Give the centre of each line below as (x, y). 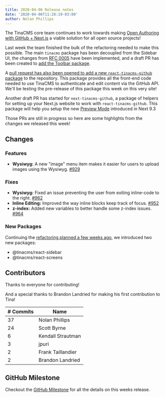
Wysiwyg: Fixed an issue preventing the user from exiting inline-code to (86, 193)
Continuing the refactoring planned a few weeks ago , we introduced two (79, 237)
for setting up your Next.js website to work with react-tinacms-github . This (81, 104)
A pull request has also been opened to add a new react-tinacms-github (79, 73)
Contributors (25, 273)
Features (16, 153)
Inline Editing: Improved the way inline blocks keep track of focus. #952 (85, 203)
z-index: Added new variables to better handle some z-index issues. (82, 208)
